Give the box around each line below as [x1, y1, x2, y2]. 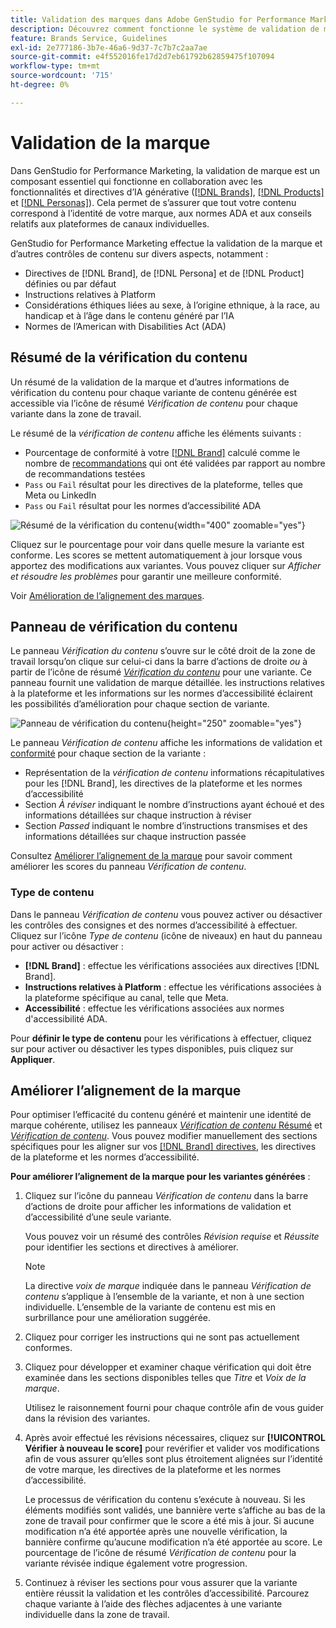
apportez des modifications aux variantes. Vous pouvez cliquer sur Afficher [10, 559, 322, 571]
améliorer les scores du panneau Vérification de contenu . [10, 861, 247, 873]
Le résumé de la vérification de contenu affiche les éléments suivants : [10, 427, 302, 439]
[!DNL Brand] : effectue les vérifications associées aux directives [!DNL [24, 959, 320, 971]
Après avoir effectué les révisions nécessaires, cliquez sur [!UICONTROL [24, 1432, 326, 1444]
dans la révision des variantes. [24, 1412, 151, 1425]
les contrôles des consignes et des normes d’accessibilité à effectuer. [10, 919, 298, 931]
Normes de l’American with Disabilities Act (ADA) [24, 320, 227, 332]
